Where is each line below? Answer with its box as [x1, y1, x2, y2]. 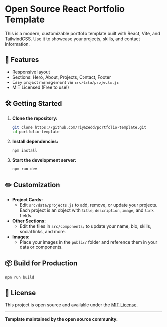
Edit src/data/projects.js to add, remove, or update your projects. [19, 202, 158, 208]
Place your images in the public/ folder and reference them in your [19, 239, 158, 245]
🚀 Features [5, 56, 39, 64]
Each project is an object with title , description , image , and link [19, 207, 154, 213]
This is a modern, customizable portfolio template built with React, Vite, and [5, 30, 160, 36]
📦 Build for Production [5, 259, 78, 268]
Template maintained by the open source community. [5, 316, 118, 322]
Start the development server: [12, 157, 77, 163]
